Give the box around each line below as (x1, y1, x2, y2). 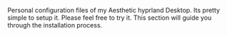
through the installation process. (7, 21, 103, 29)
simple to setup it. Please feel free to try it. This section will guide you (7, 13, 212, 22)
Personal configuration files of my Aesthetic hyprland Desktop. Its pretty (7, 6, 220, 14)
